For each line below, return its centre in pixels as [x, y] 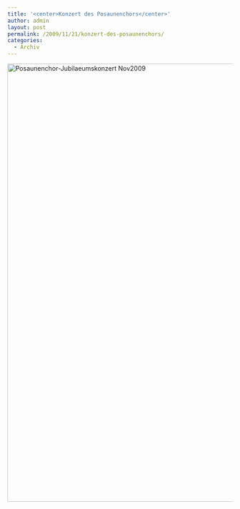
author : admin [29, 21]
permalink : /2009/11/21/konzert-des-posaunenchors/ [86, 34]
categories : [25, 41]
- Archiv [27, 47]
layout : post [27, 27]
